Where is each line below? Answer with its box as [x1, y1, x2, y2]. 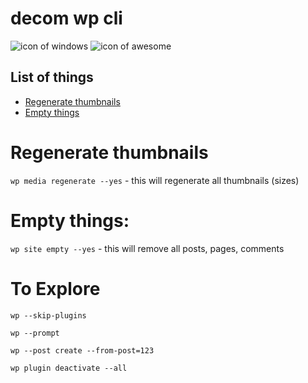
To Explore [10, 277, 101, 300]
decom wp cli [10, 7, 123, 30]
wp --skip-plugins [10, 310, 87, 321]
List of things [10, 69, 94, 86]
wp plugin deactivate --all [10, 363, 128, 373]
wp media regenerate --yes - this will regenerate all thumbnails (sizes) [10, 174, 300, 186]
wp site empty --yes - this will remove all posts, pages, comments [10, 242, 285, 254]
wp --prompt [10, 328, 60, 338]
